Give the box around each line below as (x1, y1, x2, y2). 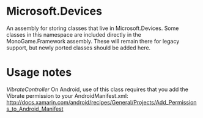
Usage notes (6, 65, 72, 79)
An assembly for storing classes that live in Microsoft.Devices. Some (6, 24, 179, 32)
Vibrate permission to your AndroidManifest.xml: (6, 92, 128, 99)
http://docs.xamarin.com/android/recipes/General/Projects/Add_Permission (6, 98, 197, 106)
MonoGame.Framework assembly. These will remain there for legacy (6, 37, 180, 45)
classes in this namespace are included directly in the (6, 31, 142, 38)
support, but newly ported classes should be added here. (6, 44, 151, 51)
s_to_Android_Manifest (6, 105, 64, 112)
